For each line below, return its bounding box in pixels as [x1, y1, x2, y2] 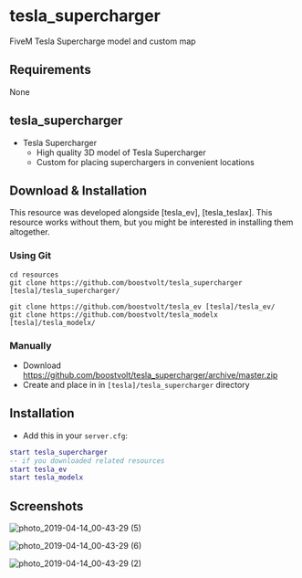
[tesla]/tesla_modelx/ [9, 318, 96, 327]
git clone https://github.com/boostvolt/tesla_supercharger [9, 278, 244, 288]
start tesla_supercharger [9, 447, 108, 457]
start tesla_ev [9, 465, 68, 474]
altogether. [9, 226, 50, 237]
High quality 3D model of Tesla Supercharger [36, 147, 207, 158]
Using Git [9, 249, 52, 262]
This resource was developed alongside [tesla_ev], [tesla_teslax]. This [9, 207, 273, 218]
